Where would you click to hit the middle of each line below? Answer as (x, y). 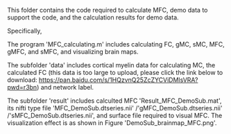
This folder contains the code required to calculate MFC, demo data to (108, 10)
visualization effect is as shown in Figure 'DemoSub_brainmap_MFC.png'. (112, 123)
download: (22, 80)
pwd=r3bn (22, 87)
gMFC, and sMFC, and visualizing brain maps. (73, 52)
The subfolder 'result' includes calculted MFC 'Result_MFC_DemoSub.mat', (114, 101)
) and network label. (66, 87)
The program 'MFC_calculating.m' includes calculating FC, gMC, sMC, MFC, (116, 44)
